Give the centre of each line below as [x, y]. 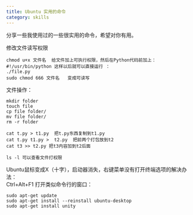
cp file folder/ [26, 111]
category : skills [28, 17]
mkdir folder [22, 101]
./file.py [18, 71]
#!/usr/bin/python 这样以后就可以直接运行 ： [58, 66]
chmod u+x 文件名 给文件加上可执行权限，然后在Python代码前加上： [81, 60]
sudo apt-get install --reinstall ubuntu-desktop [69, 201]
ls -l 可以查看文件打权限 [34, 158]
